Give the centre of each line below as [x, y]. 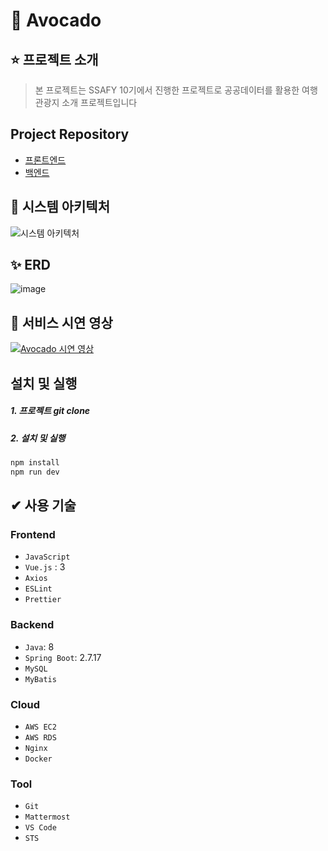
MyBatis [40, 679]
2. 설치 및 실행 [38, 438]
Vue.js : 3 [45, 567]
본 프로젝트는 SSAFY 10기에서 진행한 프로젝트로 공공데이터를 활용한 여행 [176, 90]
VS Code [40, 828]
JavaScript [47, 557]
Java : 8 [39, 646]
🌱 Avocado [56, 20]
